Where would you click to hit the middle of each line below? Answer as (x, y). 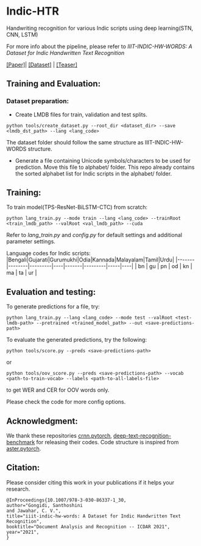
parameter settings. (31, 241)
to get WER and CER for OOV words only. (58, 390)
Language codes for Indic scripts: (48, 253)
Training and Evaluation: (54, 84)
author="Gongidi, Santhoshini (45, 505)
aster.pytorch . (24, 448)
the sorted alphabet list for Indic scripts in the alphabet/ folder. (93, 173)
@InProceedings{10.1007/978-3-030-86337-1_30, (66, 500)
